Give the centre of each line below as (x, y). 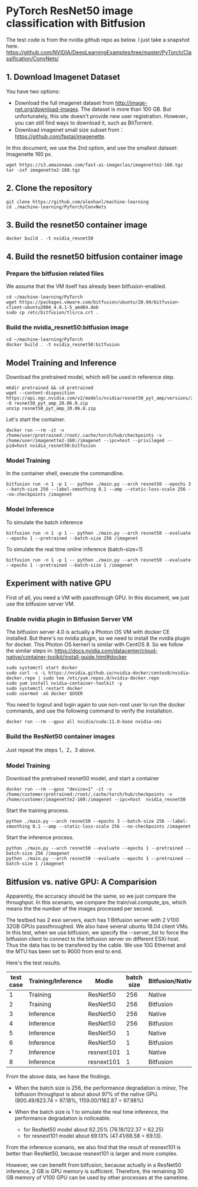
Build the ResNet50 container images (61, 736)
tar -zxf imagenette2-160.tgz (43, 170)
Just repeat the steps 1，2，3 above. (51, 750)
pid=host (17, 446)
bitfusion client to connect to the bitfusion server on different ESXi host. (93, 939)
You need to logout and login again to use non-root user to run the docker (96, 704)
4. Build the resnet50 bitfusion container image (95, 256)
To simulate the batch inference (44, 522)
